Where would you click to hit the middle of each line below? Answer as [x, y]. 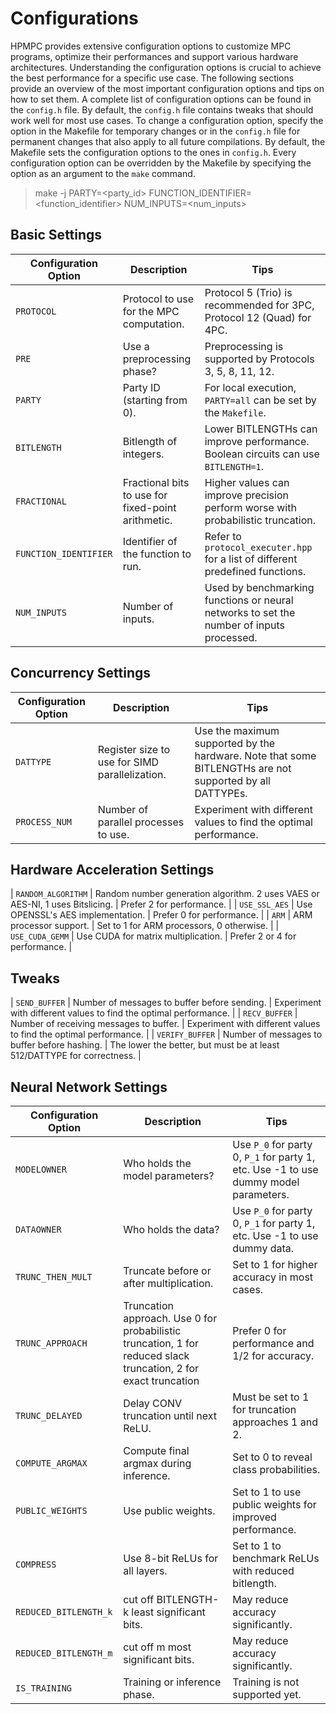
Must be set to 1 [271, 1397]
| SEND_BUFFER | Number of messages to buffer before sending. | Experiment [166, 1003]
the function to [157, 554]
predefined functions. [255, 571]
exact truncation [161, 1380]
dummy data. [263, 1248]
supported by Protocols [259, 359]
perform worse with [250, 507]
